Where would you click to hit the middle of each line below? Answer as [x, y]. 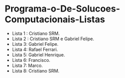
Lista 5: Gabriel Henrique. [39, 55]
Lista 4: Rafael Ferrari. [35, 49]
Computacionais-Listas [55, 19]
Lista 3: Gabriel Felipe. [35, 44]
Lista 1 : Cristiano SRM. [36, 33]
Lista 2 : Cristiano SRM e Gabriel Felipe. [53, 39]
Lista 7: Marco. [27, 65]
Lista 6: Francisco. [31, 60]
